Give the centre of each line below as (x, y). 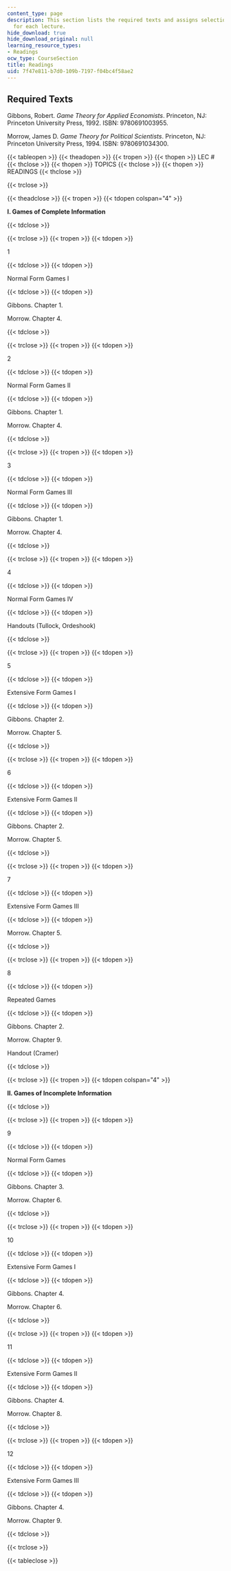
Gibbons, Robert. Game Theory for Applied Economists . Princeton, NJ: (107, 116)
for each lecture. (40, 26)
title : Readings (30, 65)
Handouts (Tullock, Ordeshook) (52, 626)
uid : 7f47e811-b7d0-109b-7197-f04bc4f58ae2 (70, 71)
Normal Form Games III (40, 492)
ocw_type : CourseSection (43, 59)
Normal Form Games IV (40, 599)
